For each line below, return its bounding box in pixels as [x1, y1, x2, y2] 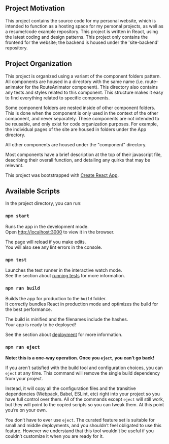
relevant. [5, 162, 24, 168]
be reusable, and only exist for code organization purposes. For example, [5, 121, 158, 127]
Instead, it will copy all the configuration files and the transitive [5, 385, 136, 391]
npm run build [5, 285, 40, 291]
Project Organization [5, 60, 72, 68]
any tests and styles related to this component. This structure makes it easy [5, 89, 163, 95]
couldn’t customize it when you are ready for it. [5, 433, 104, 439]
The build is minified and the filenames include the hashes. [5, 316, 128, 323]
